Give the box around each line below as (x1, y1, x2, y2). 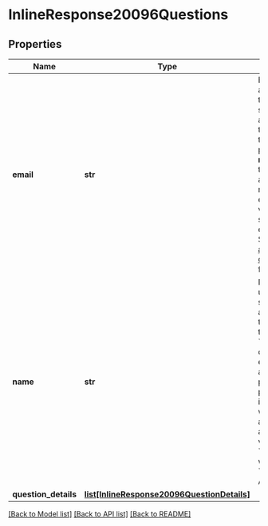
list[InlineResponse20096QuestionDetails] (84, 489, 250, 500)
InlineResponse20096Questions (8, 6, 229, 24)
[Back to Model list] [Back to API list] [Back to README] (8, 509, 191, 519)
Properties (8, 37, 62, 51)
